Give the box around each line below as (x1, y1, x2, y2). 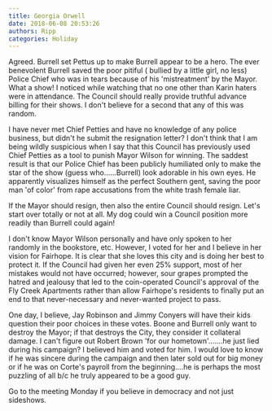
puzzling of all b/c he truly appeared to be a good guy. (8, 371, 191, 381)
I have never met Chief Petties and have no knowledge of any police (8, 125, 238, 134)
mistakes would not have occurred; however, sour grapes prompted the (8, 269, 248, 278)
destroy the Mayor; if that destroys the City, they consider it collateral (8, 327, 241, 338)
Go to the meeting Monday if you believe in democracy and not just (8, 387, 235, 396)
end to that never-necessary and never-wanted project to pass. (8, 295, 222, 304)
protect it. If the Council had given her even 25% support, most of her (8, 260, 243, 269)
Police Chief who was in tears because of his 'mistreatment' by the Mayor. (8, 74, 258, 84)
